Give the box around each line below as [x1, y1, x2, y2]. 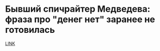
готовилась [5, 25, 55, 35]
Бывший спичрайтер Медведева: [5, 3, 151, 15]
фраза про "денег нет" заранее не [5, 14, 156, 25]
